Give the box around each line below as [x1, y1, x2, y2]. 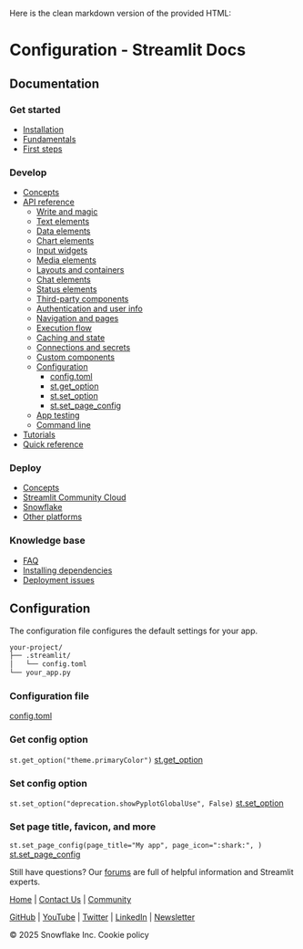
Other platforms [22, 511, 83, 523]
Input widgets [35, 245, 88, 256]
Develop [9, 166, 47, 179]
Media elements [35, 255, 97, 266]
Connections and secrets [35, 342, 131, 353]
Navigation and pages [35, 313, 119, 324]
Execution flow [35, 323, 93, 334]
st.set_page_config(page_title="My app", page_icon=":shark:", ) [9, 841, 262, 850]
